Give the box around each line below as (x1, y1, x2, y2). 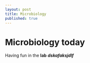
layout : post (5, 7, 31, 12)
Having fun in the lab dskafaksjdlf (5, 52, 74, 58)
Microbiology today (5, 37, 85, 48)
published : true (5, 16, 38, 21)
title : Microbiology (5, 12, 47, 16)
